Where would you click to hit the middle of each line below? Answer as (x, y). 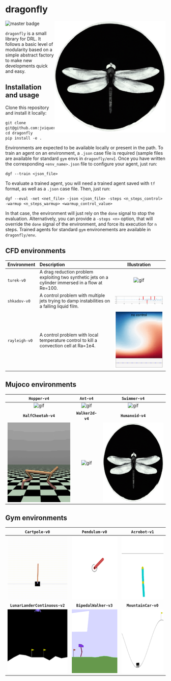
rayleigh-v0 (20, 340)
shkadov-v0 (19, 301)
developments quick (26, 66)
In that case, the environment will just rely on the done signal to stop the (80, 213)
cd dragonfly (19, 133)
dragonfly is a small (26, 33)
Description (52, 265)
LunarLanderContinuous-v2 (37, 606)
